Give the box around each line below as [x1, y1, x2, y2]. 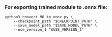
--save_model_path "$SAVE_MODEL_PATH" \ [13, 23, 97, 28]
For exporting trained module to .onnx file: [4, 4, 108, 11]
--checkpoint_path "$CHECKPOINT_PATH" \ [13, 19, 97, 24]
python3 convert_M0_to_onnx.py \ [4, 15, 73, 20]
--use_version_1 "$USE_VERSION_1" [13, 27, 84, 32]
